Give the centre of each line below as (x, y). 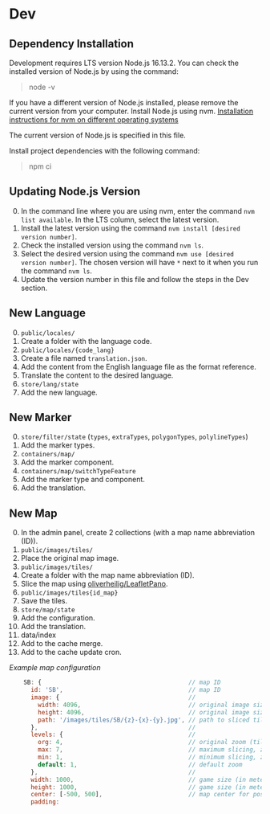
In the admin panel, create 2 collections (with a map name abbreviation (138, 533)
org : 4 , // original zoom (142, 742)
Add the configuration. (58, 618)
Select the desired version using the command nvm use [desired (127, 253)
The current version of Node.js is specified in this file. (98, 135)
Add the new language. (59, 392)
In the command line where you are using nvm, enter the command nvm (137, 211)
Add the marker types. (58, 445)
